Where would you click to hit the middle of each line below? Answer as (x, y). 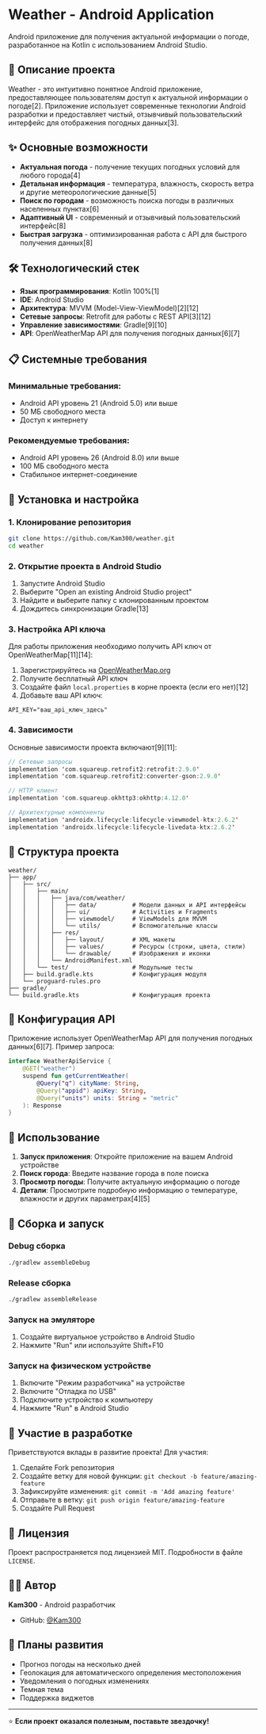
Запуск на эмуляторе (52, 1320)
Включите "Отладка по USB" (68, 1392)
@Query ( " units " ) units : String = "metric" (108, 1098)
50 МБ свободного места (63, 412)
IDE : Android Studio (52, 300)
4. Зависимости (41, 730)
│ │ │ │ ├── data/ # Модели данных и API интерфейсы (127, 905)
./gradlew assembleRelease (53, 1299)
